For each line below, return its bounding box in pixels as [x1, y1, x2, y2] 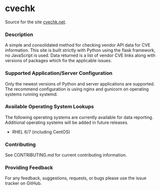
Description [5, 31, 33, 38]
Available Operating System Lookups [5, 103, 94, 110]
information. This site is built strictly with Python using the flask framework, [5, 47, 156, 53]
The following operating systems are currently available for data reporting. [5, 114, 154, 120]
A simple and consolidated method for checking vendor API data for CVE [5, 42, 151, 48]
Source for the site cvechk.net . [5, 19, 66, 25]
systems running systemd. [5, 91, 58, 97]
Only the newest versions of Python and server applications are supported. [5, 81, 155, 86]
